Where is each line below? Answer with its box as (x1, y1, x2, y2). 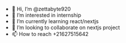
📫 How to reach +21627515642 (11, 31, 89, 37)
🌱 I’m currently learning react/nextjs (11, 18, 99, 24)
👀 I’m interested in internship (11, 12, 81, 19)
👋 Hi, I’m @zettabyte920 (11, 6, 71, 12)
